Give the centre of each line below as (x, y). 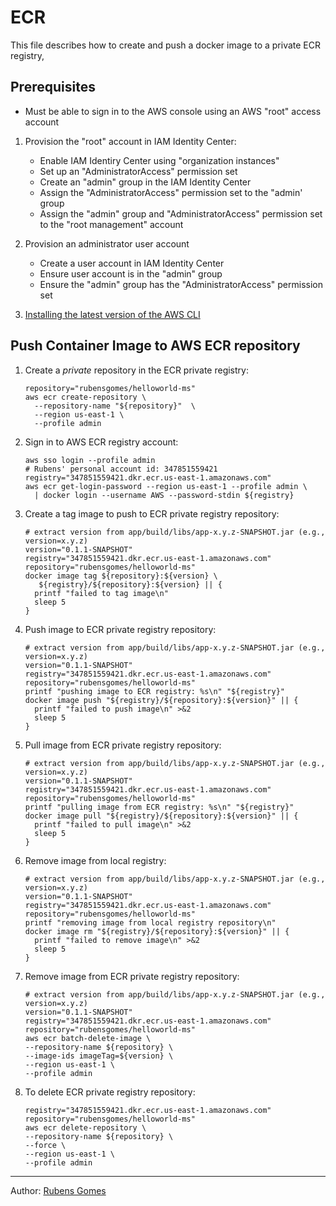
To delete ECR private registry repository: (110, 1092)
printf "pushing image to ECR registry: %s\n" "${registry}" (155, 691)
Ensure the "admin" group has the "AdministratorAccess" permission (181, 284)
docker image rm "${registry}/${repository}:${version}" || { (157, 931)
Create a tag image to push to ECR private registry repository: (152, 513)
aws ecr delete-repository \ (85, 1127)
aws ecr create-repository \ (85, 397)
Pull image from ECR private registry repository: (123, 745)
